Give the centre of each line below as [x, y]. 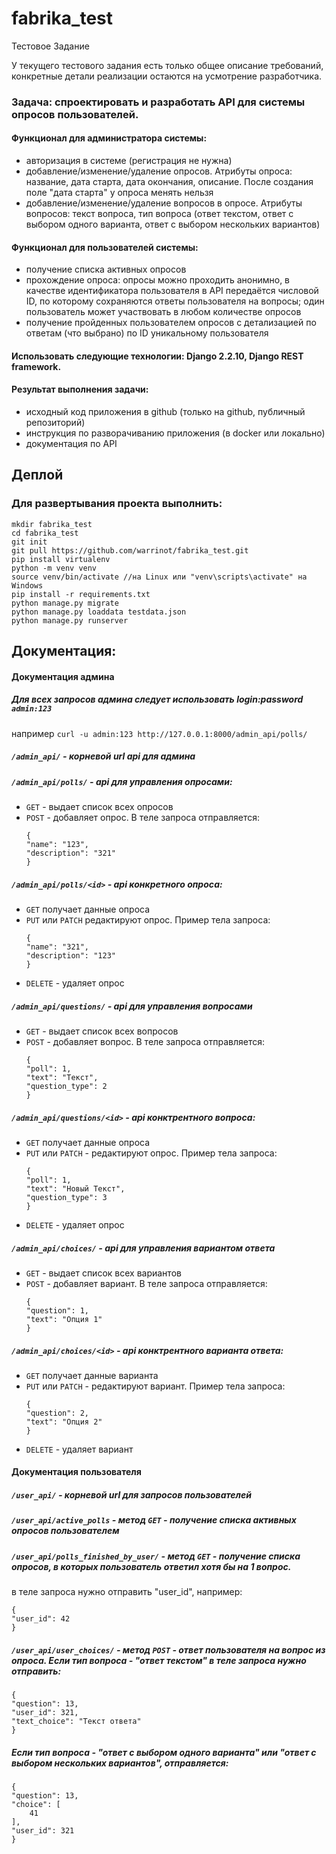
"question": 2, [57, 1413]
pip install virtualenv [61, 559]
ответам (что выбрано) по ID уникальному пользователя [147, 333]
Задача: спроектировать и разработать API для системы [158, 102]
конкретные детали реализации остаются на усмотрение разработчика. [167, 76]
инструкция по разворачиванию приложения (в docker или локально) [175, 433]
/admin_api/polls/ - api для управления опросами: [122, 781]
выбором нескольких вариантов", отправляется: [120, 1763]
